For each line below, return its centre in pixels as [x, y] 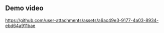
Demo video [24, 8]
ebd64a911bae [20, 25]
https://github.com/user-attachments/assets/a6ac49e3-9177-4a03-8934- [82, 20]
